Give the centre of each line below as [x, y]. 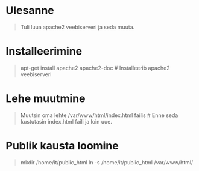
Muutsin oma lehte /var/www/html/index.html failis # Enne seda [99, 115]
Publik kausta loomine [62, 146]
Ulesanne [30, 10]
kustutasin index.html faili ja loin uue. [66, 121]
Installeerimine [44, 51]
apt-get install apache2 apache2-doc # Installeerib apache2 [95, 68]
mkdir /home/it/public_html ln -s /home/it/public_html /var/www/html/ [107, 162]
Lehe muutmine [46, 99]
